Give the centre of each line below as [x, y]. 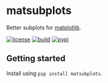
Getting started [36, 59]
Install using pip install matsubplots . [54, 73]
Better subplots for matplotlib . [44, 27]
